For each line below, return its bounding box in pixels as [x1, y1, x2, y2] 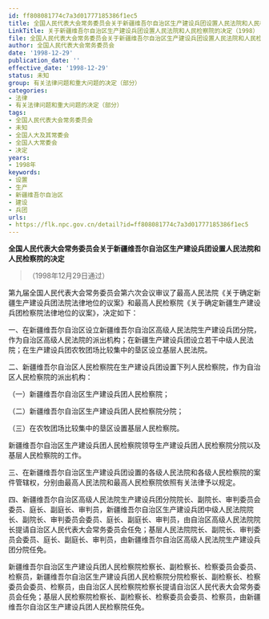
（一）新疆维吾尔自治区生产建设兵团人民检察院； [8, 389, 170, 399]
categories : [8, 86, 48, 95]
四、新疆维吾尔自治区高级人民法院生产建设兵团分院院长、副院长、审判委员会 [8, 495, 261, 504]
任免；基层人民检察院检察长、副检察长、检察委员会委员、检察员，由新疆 [22, 592, 261, 602]
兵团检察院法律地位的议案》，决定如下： [8, 308, 139, 318]
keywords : [8, 169, 42, 177]
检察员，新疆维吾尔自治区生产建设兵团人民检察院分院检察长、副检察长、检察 [8, 572, 261, 582]
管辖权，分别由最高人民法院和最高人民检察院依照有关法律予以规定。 [14, 478, 240, 487]
